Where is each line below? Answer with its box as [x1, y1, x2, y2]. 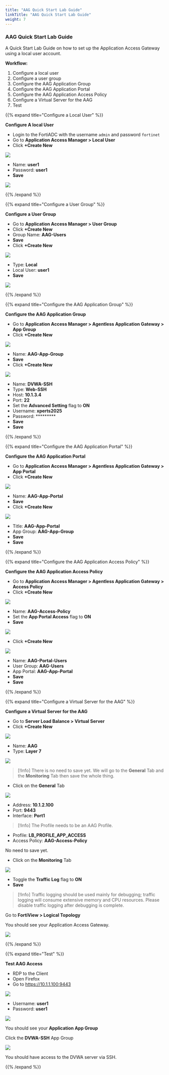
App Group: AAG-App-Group [12, 528, 74, 534]
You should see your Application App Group [5, 1025, 98, 1031]
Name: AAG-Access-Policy [12, 608, 71, 614]
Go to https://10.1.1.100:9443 [12, 981, 71, 987]
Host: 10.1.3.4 [12, 392, 42, 398]
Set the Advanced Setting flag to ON [12, 402, 90, 408]
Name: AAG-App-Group [12, 351, 64, 357]
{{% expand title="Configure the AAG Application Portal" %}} [5, 443, 133, 450]
